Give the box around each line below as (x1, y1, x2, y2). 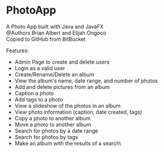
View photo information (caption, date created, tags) (14, 108, 143, 115)
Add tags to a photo (14, 95, 63, 103)
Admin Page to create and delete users (14, 58, 110, 65)
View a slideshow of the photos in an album (14, 102, 121, 109)
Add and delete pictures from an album (14, 83, 110, 90)
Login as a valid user (14, 64, 65, 71)
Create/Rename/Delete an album (14, 71, 94, 78)
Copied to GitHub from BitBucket (6, 35, 86, 42)
